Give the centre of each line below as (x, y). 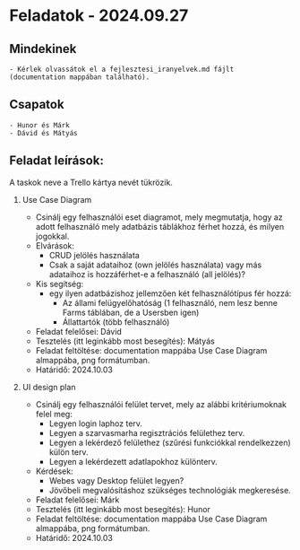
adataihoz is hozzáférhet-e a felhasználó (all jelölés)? (147, 274)
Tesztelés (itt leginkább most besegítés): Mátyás (125, 341)
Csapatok (37, 105)
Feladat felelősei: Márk (77, 500)
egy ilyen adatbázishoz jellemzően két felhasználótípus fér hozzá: (170, 293)
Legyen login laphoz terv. (96, 423)
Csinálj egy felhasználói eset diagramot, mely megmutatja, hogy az (159, 217)
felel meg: (54, 414)
